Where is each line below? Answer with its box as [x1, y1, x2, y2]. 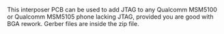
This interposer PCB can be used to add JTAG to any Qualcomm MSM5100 [7, 6, 217, 13]
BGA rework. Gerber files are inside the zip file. [7, 20, 139, 27]
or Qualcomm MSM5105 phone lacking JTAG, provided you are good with [7, 13, 214, 21]
